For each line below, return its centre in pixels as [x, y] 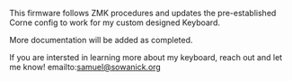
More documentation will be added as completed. [101, 40]
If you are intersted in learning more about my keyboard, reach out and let [146, 57]
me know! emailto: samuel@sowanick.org [85, 67]
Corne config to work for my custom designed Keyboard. [115, 22]
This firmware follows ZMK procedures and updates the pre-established [143, 13]
